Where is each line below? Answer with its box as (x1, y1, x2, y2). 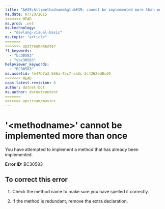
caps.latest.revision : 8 (5, 80, 56, 85)
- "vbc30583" (9, 58, 36, 62)
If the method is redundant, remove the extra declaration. (12, 198, 128, 204)
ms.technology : (5, 26, 36, 30)
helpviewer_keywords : (5, 62, 50, 67)
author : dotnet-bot (5, 85, 45, 90)
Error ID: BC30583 (5, 161, 43, 167)
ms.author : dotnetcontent (5, 90, 58, 94)
